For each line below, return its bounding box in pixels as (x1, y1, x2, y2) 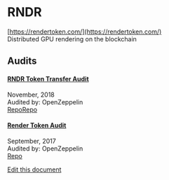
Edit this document (7, 165, 62, 174)
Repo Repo (7, 105, 37, 113)
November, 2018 (7, 90, 55, 99)
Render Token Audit (7, 121, 67, 130)
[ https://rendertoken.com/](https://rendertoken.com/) (7, 27, 162, 36)
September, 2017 (7, 137, 56, 145)
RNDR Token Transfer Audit (7, 74, 89, 83)
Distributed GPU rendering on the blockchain (7, 34, 137, 43)
